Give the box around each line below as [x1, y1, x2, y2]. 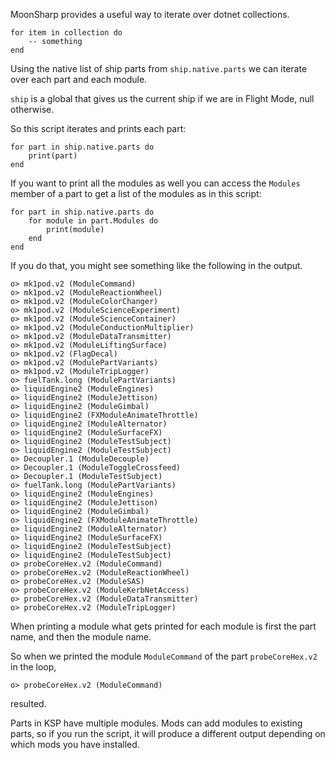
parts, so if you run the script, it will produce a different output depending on [10, 728, 326, 739]
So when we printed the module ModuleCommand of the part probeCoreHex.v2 [10, 650, 318, 662]
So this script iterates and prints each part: [10, 123, 187, 134]
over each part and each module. [10, 74, 148, 85]
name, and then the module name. [10, 631, 152, 643]
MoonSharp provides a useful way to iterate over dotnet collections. [10, 9, 290, 20]
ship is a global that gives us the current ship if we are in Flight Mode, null [10, 93, 315, 104]
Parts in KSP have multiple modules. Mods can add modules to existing [10, 717, 303, 729]
